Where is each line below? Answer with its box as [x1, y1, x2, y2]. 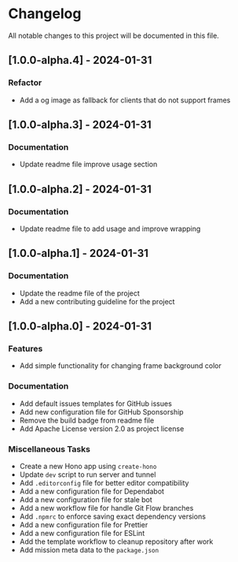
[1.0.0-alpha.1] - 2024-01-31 [8, 247, 149, 260]
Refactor [8, 77, 42, 88]
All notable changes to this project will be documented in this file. [8, 31, 220, 40]
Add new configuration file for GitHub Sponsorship [19, 407, 184, 416]
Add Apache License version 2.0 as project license [19, 423, 185, 434]
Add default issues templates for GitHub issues [19, 399, 173, 408]
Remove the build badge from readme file [19, 415, 155, 425]
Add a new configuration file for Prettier [19, 519, 148, 529]
